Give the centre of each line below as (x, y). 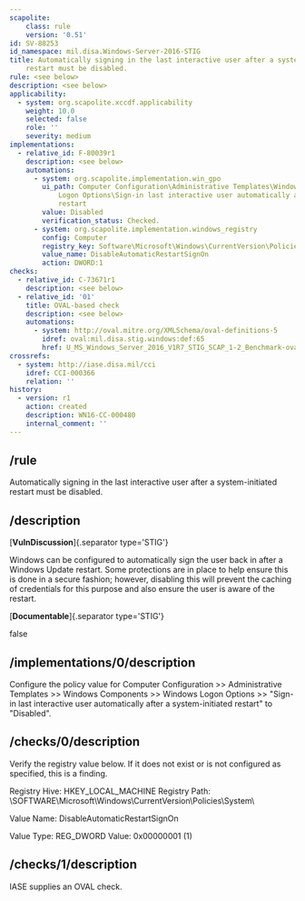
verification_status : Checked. (101, 220)
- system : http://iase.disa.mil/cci (87, 365)
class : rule (48, 26)
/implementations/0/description (103, 662)
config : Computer (74, 237)
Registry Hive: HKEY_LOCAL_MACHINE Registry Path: (110, 791)
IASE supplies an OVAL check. (66, 886)
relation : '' (50, 381)
